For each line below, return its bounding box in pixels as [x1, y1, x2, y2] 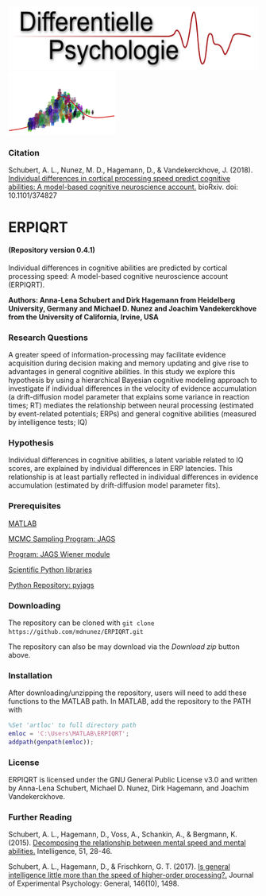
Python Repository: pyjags [8, 580, 94, 589]
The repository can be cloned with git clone [8, 618, 155, 628]
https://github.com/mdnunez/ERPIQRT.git [8, 628, 145, 635]
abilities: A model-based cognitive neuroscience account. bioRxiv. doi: [8, 182, 238, 192]
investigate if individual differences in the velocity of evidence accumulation [8, 384, 256, 393]
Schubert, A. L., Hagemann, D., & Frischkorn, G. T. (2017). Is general [8, 862, 230, 871]
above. [8, 650, 31, 659]
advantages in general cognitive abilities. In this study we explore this [8, 366, 236, 376]
